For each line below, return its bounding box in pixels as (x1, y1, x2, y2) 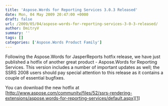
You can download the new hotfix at (5, 84, 80, 90)
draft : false (5, 16, 33, 21)
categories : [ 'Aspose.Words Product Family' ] (5, 40, 102, 45)
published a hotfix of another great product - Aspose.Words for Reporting (5, 58, 157, 65)
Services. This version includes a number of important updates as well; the (5, 64, 160, 70)
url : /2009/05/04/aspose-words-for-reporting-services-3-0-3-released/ (5, 21, 158, 26)
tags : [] (5, 35, 24, 40)
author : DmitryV (5, 26, 39, 31)
